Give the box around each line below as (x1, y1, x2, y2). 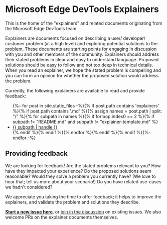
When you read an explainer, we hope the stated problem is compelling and (5, 67, 161, 73)
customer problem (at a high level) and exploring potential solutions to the (5, 40, 158, 46)
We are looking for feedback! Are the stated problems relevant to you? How (5, 162, 161, 169)
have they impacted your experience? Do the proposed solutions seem (5, 168, 151, 174)
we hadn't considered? (5, 184, 53, 190)
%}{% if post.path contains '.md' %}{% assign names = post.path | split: (12, 108, 162, 114)
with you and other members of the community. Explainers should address (5, 51, 159, 57)
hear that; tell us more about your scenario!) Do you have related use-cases (5, 178, 161, 184)
